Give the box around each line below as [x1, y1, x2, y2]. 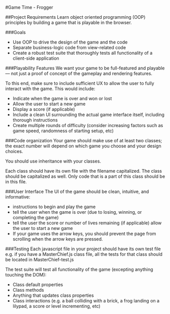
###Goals [5, 29, 26, 35]
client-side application [12, 55, 59, 61]
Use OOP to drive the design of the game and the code [12, 39, 128, 45]
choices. [5, 148, 23, 154]
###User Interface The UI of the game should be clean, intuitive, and [5, 188, 149, 194]
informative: [5, 194, 30, 200]
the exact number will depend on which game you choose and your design [5, 143, 161, 149]
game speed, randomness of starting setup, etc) [12, 128, 114, 134]
